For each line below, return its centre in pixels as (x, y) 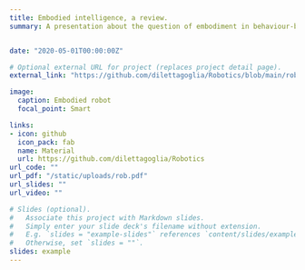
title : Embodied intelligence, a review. (89, 18)
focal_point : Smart (54, 109)
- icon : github (38, 134)
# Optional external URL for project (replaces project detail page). (146, 67)
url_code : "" (34, 168)
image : (22, 92)
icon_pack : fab (46, 142)
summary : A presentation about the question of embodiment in (129, 26)
